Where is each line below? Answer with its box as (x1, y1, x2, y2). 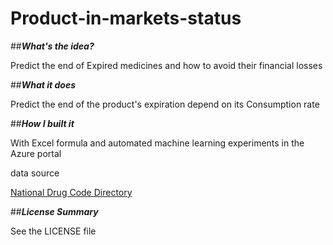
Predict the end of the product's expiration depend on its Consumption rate (10, 98, 320, 110)
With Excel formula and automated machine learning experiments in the (10, 137, 305, 149)
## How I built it (10, 117, 75, 129)
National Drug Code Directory (10, 186, 133, 198)
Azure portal (10, 147, 62, 159)
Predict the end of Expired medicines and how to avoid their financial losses (10, 59, 323, 71)
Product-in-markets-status (10, 7, 242, 30)
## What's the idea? (10, 40, 95, 52)
